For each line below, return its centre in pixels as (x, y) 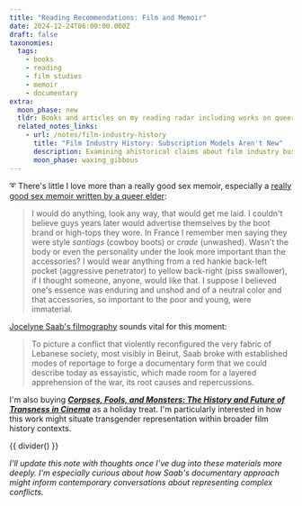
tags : (28, 51)
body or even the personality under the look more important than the (158, 251)
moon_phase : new (48, 110)
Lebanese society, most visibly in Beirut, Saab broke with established (159, 353)
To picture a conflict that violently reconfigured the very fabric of (151, 344)
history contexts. (40, 428)
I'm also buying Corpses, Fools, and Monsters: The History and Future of (147, 399)
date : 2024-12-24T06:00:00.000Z (70, 26)
